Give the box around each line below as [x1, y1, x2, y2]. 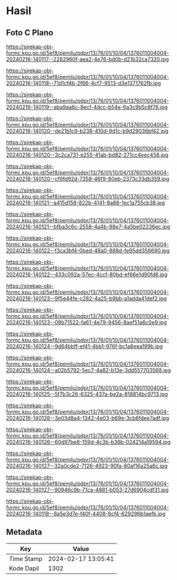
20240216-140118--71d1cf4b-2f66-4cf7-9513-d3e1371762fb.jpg [6, 79, 161, 87]
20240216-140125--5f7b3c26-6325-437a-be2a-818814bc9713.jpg [6, 390, 168, 397]
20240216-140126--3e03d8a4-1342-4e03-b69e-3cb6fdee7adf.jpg [6, 415, 169, 422]
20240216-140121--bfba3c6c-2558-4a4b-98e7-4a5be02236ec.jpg [6, 223, 171, 230]
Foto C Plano [6, 28, 54, 38]
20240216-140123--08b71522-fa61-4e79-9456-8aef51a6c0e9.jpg [6, 319, 167, 326]
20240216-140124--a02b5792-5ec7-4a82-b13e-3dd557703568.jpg [6, 367, 171, 373]
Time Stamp [9, 555, 43, 563]
